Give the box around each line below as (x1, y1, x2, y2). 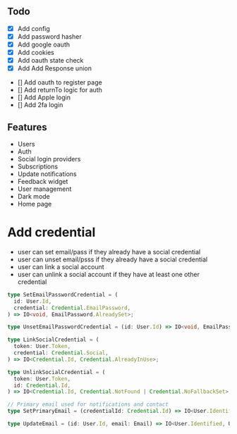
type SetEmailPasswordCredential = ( (7, 291, 119, 298)
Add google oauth (17, 40, 71, 49)
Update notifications (17, 170, 77, 178)
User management (17, 185, 72, 193)
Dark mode (17, 192, 51, 200)
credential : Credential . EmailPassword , (13, 304, 131, 311)
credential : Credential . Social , (13, 349, 109, 356)
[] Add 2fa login (17, 101, 63, 109)
